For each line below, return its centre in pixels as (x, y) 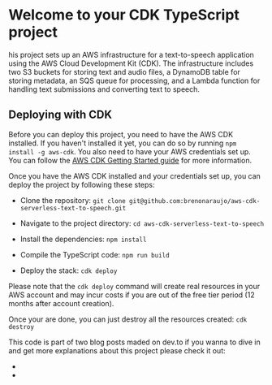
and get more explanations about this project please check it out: (117, 350)
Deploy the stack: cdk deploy (69, 270)
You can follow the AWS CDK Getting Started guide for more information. (130, 160)
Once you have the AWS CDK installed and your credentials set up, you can (135, 175)
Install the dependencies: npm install (83, 239)
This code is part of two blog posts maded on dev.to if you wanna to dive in (135, 342)
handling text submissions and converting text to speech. (104, 89)
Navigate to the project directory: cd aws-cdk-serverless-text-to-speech (142, 223)
